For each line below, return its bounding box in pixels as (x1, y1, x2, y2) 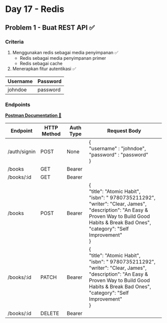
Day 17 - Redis (5, 3, 65, 15)
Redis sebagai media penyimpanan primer (19, 55, 106, 61)
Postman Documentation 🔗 (5, 112, 62, 118)
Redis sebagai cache (19, 60, 63, 66)
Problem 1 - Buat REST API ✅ (5, 23, 95, 32)
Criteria (5, 38, 24, 45)
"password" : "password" (88, 151, 149, 158)
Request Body (107, 127, 142, 134)
